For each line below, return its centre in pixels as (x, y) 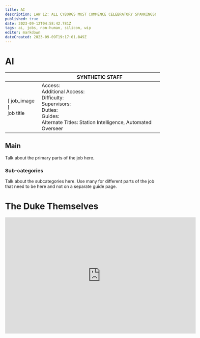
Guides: (50, 116)
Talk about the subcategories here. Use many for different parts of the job (80, 181)
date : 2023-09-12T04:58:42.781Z (38, 23)
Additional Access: (63, 92)
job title (16, 113)
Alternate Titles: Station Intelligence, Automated (97, 122)
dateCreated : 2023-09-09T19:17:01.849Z (46, 37)
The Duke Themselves (52, 206)
